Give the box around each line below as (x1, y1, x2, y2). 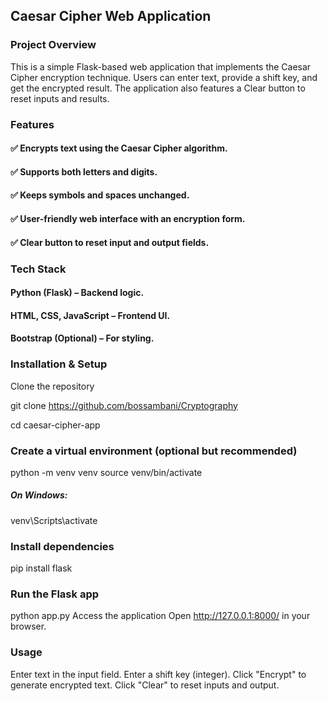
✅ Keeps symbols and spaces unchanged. (10, 189, 190, 201)
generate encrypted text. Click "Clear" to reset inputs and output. (10, 679, 280, 691)
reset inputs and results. (10, 92, 110, 104)
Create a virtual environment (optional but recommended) (10, 444, 298, 458)
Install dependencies (10, 539, 115, 553)
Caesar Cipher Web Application (10, 8, 212, 25)
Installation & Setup (10, 357, 108, 371)
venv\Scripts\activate (10, 514, 98, 526)
